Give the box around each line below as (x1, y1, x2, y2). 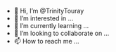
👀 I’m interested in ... (13, 14, 74, 22)
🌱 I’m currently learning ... (13, 22, 89, 30)
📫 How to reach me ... (13, 37, 79, 45)
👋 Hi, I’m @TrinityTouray (13, 7, 84, 15)
